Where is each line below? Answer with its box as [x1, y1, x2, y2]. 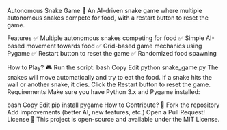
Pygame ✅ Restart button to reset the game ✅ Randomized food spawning [7, 50, 217, 57]
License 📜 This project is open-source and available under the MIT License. [7, 116, 220, 123]
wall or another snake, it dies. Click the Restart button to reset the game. [7, 80, 211, 88]
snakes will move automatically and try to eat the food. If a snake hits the [7, 74, 212, 81]
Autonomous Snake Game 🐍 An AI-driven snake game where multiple [7, 7, 203, 14]
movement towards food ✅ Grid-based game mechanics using [26, 42, 202, 50]
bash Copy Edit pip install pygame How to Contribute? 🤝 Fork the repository [7, 101, 220, 109]
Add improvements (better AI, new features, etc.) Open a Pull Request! [7, 108, 205, 116]
